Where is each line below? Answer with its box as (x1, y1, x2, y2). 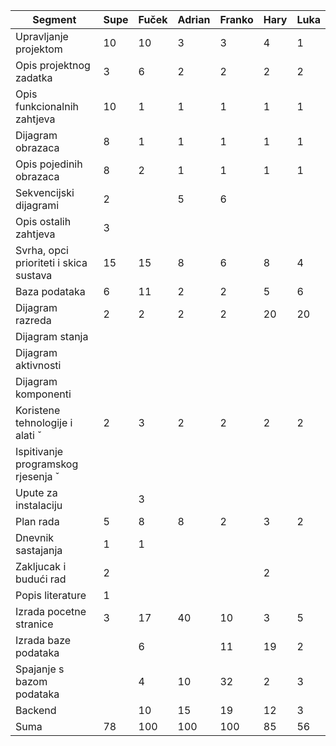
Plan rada (15, 515, 60, 528)
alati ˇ (15, 429, 42, 442)
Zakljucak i (15, 560, 67, 573)
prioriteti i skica (15, 256, 88, 269)
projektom (15, 42, 63, 56)
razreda (15, 314, 52, 327)
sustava (15, 269, 53, 282)
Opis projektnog (15, 59, 91, 72)
